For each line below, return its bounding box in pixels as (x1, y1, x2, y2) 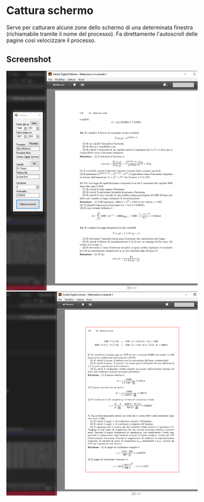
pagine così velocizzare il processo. (6, 36, 96, 44)
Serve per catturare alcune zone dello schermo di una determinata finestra (6, 24, 193, 31)
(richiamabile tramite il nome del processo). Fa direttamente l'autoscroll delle (6, 30, 198, 37)
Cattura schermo (6, 4, 94, 18)
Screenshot (6, 54, 52, 64)
